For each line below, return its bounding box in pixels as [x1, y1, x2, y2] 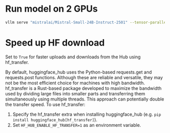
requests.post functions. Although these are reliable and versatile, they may [5, 74, 163, 80]
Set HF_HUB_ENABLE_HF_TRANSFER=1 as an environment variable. [12, 122, 141, 128]
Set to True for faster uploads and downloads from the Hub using [5, 54, 141, 60]
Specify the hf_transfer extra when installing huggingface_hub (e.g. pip [12, 111, 161, 117]
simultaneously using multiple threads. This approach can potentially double [5, 96, 164, 102]
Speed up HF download [5, 37, 105, 48]
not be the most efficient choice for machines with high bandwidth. [5, 80, 145, 86]
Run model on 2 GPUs [5, 3, 98, 15]
